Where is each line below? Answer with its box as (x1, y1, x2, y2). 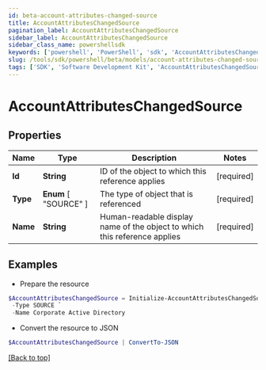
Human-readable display (100, 211, 194, 222)
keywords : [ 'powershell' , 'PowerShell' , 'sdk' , (8, 48, 169, 56)
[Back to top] (8, 353, 51, 363)
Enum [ (42, 188, 70, 199)
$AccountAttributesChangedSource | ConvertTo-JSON (8, 338, 179, 347)
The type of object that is (100, 188, 194, 199)
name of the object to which (100, 221, 204, 232)
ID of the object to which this (100, 166, 207, 177)
